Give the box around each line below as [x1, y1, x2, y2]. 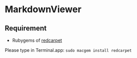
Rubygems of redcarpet [12, 37, 62, 43]
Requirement [5, 24, 47, 33]
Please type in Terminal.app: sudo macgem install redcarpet [5, 47, 132, 53]
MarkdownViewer [5, 4, 82, 15]
